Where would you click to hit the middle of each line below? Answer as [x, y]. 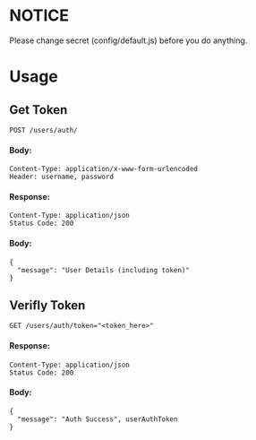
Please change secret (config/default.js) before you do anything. [128, 40]
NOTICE [39, 16]
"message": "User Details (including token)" [104, 270]
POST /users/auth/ [43, 130]
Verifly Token [47, 305]
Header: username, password [62, 177]
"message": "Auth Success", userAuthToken [98, 419]
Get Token [38, 110]
